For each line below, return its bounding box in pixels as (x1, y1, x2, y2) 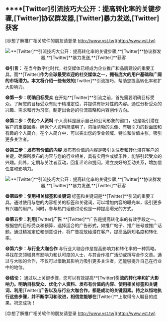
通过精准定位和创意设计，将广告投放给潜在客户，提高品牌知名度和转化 (13, 229, 158, 235)
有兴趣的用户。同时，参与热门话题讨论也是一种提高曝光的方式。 (5, 205, 136, 211)
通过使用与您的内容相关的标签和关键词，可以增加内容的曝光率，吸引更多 (13, 199, 162, 205)
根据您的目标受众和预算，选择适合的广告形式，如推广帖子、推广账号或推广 (5, 222, 158, 228)
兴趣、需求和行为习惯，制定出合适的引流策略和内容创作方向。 (5, 107, 132, 113)
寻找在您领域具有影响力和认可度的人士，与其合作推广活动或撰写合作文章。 (5, 252, 158, 258)
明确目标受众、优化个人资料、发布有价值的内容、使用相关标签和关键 (18, 281, 158, 287)
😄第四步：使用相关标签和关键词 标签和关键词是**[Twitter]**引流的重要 (5, 193, 151, 199)
